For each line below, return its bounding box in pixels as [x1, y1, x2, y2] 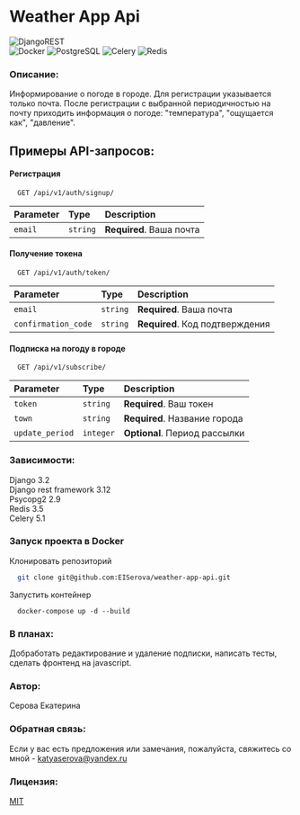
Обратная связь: [9, 722, 87, 735]
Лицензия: [9, 775, 58, 788]
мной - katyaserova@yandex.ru [9, 753, 128, 764]
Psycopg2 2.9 [9, 493, 61, 505]
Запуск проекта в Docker [9, 535, 124, 548]
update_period [13, 428, 75, 438]
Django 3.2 [9, 474, 50, 485]
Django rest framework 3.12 [9, 484, 111, 495]
